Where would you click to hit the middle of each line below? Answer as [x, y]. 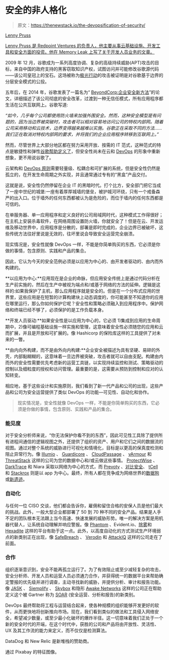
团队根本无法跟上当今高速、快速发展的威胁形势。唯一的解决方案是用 [89, 518]
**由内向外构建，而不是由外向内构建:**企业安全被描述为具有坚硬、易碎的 [81, 350]
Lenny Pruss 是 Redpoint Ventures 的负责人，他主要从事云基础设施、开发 [81, 45]
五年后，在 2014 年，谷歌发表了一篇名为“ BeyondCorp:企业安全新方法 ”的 [80, 92]
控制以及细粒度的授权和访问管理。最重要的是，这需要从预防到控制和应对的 [82, 369]
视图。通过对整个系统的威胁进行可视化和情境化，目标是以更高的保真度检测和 [84, 448]
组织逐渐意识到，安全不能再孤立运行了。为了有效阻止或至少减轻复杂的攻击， [84, 569]
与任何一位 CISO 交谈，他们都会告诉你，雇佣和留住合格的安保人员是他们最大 [84, 506]
